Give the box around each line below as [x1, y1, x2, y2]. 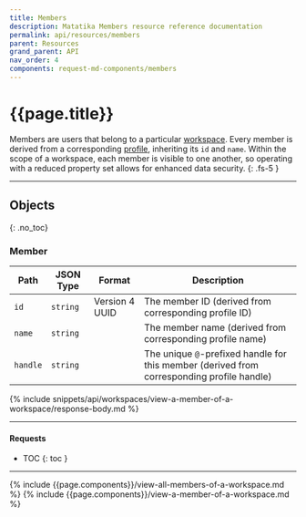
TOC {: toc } [22, 453, 68, 464]
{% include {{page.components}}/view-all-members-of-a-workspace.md [9, 480, 285, 491]
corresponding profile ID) [144, 306, 252, 319]
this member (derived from [144, 358, 260, 371]
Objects [9, 198, 56, 213]
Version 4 [94, 295, 135, 307]
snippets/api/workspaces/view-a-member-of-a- [52, 393, 234, 404]
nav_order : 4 [9, 56, 59, 65]
